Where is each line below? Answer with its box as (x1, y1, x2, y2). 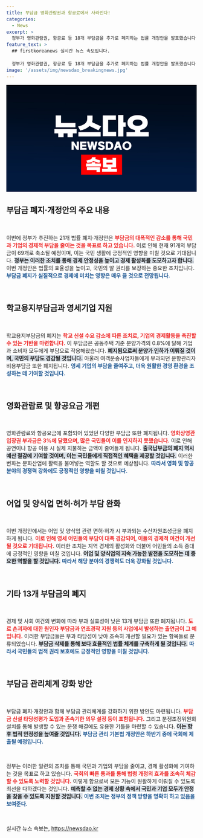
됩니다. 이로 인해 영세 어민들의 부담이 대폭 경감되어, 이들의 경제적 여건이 (17, 535, 185, 542)
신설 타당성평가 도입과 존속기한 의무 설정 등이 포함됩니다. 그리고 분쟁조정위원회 (12, 715, 196, 722)
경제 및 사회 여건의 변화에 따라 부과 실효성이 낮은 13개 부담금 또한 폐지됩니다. (6, 617, 187, 625)
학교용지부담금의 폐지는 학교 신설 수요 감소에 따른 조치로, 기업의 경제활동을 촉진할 (6, 332, 196, 339)
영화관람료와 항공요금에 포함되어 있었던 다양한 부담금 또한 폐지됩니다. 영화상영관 (6, 430, 195, 437)
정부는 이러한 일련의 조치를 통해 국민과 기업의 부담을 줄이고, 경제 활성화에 (6, 762, 179, 770)
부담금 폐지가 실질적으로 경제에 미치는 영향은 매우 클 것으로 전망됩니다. (6, 272, 170, 279)
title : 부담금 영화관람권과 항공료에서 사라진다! (6, 10, 111, 16)
